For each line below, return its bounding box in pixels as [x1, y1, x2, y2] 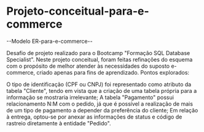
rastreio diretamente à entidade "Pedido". [6, 119, 111, 127]
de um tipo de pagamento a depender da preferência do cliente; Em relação [6, 106, 198, 114]
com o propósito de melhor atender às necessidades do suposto [6, 62, 170, 70]
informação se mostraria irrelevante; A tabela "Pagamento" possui [6, 94, 174, 101]
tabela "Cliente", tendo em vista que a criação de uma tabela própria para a [6, 87, 197, 94]
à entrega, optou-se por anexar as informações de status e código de [6, 113, 182, 120]
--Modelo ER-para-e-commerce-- [6, 37, 93, 45]
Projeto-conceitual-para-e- [6, 4, 149, 18]
